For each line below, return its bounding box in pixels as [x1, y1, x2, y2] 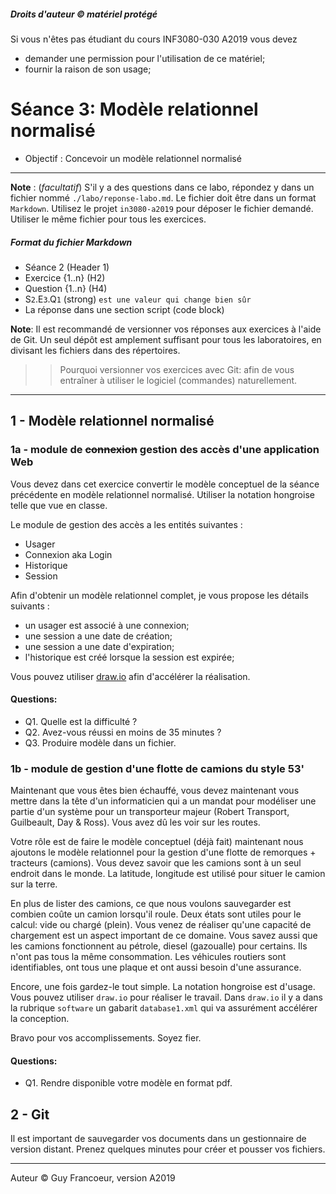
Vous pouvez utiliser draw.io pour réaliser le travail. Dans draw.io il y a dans [10, 991, 323, 1004]
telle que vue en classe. [10, 499, 108, 511]
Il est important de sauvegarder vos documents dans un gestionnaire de [10, 1133, 307, 1145]
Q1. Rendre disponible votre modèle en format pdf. [24, 1077, 233, 1089]
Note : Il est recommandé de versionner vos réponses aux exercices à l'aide [10, 323, 322, 335]
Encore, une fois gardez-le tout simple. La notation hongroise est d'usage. [10, 981, 316, 993]
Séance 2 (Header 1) [24, 261, 110, 273]
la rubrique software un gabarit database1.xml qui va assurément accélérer [10, 1002, 318, 1014]
